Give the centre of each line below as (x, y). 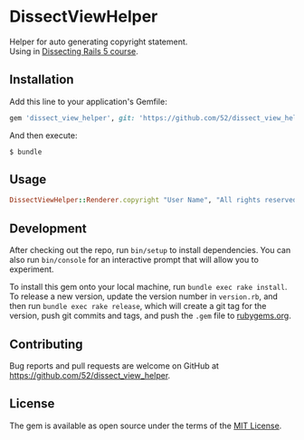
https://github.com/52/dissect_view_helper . (90, 375)
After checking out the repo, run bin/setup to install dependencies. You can (150, 250)
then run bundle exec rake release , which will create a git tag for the (138, 306)
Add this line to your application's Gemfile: (88, 101)
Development (48, 228)
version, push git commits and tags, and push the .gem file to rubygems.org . (151, 316)
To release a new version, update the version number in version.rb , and (144, 296)
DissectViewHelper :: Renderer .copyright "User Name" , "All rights (135, 201)
